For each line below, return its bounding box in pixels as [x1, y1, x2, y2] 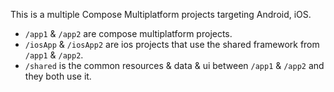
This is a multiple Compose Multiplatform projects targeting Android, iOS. [10, 9, 312, 20]
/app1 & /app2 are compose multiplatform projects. [24, 28, 233, 39]
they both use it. [24, 70, 92, 82]
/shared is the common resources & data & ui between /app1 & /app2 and [24, 60, 325, 71]
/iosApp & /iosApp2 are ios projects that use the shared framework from [24, 39, 320, 50]
